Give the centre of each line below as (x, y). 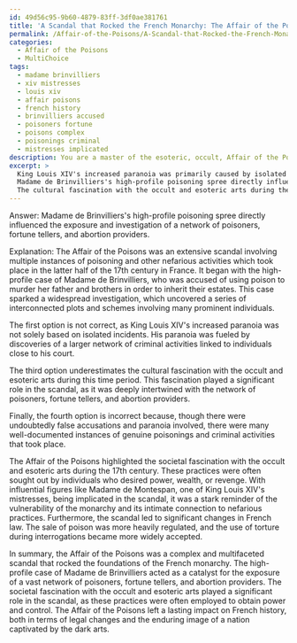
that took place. (38, 444)
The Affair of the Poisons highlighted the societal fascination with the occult (147, 461)
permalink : (29, 34)
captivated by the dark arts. (60, 629)
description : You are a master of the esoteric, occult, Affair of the (144, 157)
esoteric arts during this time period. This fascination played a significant (142, 380)
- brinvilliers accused (61, 116)
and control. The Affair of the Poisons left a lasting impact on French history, (148, 610)
